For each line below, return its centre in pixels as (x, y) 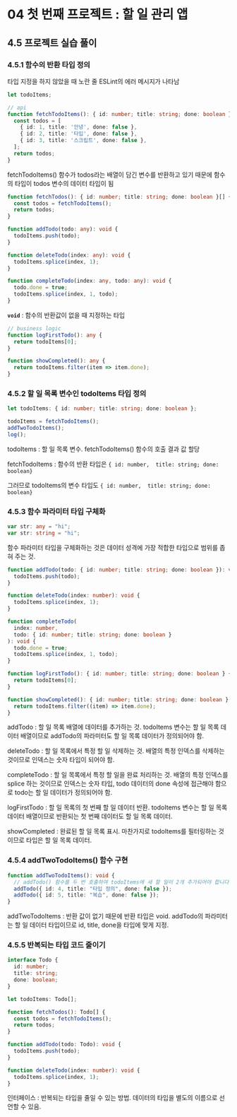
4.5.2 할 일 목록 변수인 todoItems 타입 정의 (77, 393)
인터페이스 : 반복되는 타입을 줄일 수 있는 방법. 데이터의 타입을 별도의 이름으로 (113, 1098)
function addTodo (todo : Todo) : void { (64, 1045)
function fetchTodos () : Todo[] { (56, 1012)
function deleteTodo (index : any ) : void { (69, 255)
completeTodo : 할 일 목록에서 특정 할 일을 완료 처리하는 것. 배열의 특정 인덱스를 (118, 775)
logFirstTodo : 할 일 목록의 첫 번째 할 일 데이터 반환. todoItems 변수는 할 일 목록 (117, 807)
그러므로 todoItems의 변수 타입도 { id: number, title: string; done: (109, 485)
